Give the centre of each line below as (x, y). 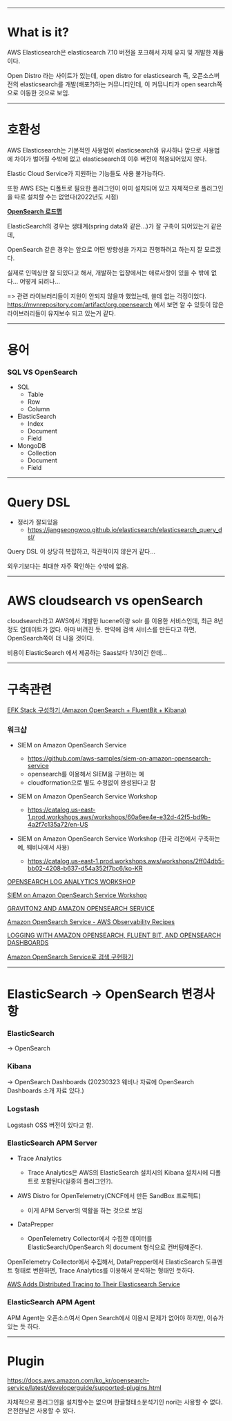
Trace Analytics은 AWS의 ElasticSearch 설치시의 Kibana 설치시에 (118, 1172)
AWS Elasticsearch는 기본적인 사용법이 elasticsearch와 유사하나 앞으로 (104, 150)
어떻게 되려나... (40, 281)
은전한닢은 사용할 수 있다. (41, 1411)
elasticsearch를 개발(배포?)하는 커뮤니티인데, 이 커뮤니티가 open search (118, 84)
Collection (42, 453)
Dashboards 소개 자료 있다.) (46, 1090)
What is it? (38, 32)
